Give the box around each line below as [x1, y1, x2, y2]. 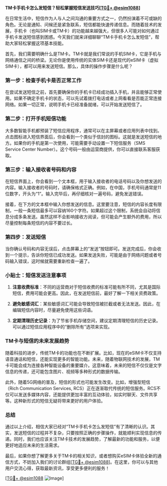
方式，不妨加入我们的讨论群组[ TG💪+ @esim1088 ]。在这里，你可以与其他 [9, 459, 158, 465]
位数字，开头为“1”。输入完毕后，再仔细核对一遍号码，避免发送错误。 [5, 191, 146, 196]
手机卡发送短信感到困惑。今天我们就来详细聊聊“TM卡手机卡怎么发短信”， [5, 34, 156, 40]
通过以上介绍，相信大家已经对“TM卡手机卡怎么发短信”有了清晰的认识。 [5, 424, 151, 430]
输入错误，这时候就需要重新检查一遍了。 [9, 258, 92, 264]
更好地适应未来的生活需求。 [5, 442, 62, 448]
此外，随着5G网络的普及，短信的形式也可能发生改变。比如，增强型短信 [5, 379, 151, 385]
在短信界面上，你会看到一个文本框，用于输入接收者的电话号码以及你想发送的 [5, 178, 162, 184]
